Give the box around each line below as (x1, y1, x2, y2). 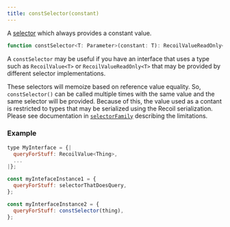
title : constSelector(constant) (7, 10, 99, 17)
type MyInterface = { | (7, 144, 72, 151)
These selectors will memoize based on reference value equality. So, (7, 82, 201, 91)
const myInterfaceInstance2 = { (7, 200, 99, 208)
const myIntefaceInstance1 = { (7, 176, 97, 182)
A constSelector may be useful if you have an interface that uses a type (7, 54, 210, 62)
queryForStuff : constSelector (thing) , (13, 207, 125, 214)
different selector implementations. (7, 69, 106, 77)
